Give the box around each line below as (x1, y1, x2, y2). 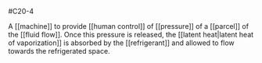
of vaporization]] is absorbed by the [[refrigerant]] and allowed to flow (8, 38, 235, 47)
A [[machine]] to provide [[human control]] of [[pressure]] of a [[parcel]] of (8, 22, 249, 30)
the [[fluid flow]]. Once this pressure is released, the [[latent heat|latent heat (8, 30, 254, 39)
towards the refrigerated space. (8, 47, 111, 55)
